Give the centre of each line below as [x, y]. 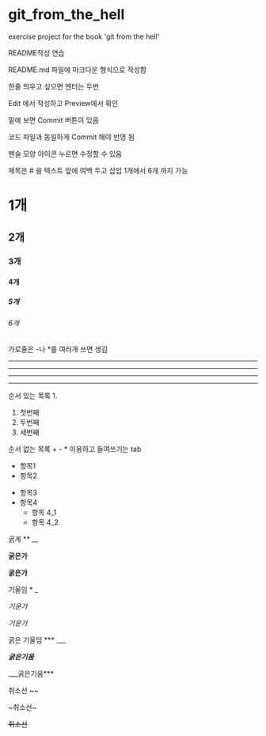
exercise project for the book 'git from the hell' [84, 36]
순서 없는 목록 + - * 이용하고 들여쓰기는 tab [75, 449]
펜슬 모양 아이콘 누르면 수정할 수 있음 [65, 154]
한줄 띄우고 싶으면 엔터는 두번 [54, 86]
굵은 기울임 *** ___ [37, 639]
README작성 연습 [36, 52]
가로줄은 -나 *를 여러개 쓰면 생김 [58, 349]
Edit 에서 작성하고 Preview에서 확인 [63, 103]
